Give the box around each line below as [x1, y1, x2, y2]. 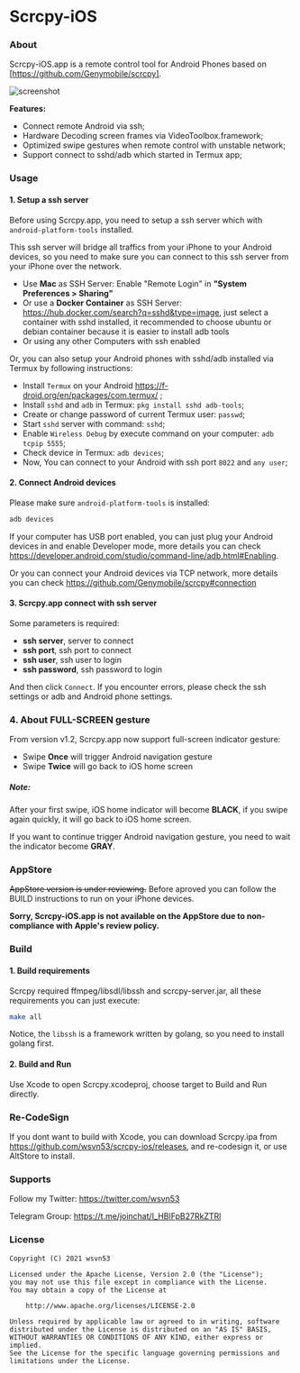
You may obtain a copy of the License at [9, 1286, 168, 1295]
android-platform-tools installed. [9, 223, 134, 235]
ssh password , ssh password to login [22, 664, 163, 675]
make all [9, 1012, 42, 1022]
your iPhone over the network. [9, 260, 122, 271]
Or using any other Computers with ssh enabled [22, 335, 201, 346]
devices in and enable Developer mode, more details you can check [9, 541, 261, 551]
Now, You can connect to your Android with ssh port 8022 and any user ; [22, 457, 288, 468]
